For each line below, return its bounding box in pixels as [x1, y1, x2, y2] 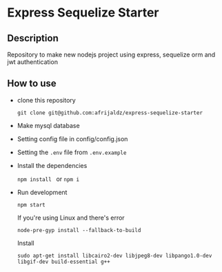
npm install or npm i [17, 174, 80, 183]
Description [7, 32, 59, 44]
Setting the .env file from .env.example [17, 148, 127, 156]
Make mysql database [17, 121, 81, 129]
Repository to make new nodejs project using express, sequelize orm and [7, 50, 216, 59]
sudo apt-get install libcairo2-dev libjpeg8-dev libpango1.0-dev [17, 252, 212, 259]
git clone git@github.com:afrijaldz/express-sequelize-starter [17, 109, 203, 116]
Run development [17, 188, 68, 196]
